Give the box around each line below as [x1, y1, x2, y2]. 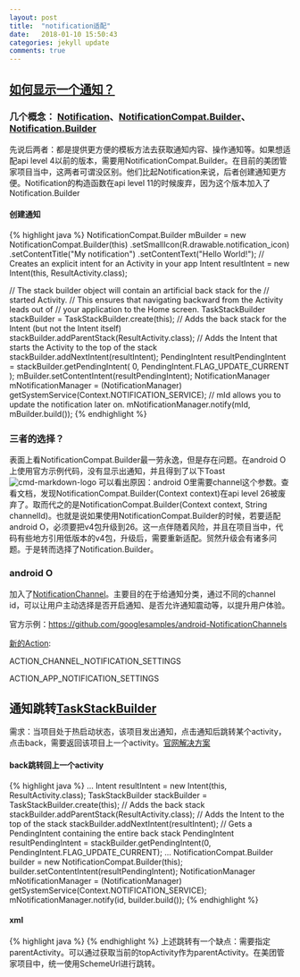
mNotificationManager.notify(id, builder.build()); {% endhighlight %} [9, 894, 259, 905]
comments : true [9, 47, 66, 55]
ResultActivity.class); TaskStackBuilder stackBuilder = [9, 789, 208, 801]
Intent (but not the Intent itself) [9, 323, 122, 334]
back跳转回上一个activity [9, 760, 104, 770]
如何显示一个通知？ [9, 81, 115, 97]
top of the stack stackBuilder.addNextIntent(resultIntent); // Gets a [9, 818, 253, 828]
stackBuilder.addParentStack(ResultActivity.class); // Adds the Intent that [9, 333, 279, 344]
